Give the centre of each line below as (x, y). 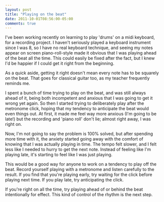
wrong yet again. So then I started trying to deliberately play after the (75, 103)
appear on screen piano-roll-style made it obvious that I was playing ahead (81, 53)
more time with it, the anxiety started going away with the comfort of (74, 139)
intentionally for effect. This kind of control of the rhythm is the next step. (79, 195)
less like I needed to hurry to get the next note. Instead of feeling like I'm (78, 149)
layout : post (18, 10)
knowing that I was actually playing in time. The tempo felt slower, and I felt (81, 144)
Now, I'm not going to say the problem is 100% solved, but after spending (79, 134)
